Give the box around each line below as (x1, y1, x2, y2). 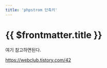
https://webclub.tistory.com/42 (5, 57, 71, 63)
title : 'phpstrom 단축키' (5, 7, 58, 13)
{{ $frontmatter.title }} (5, 29, 102, 41)
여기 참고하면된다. (5, 47, 42, 53)
